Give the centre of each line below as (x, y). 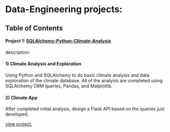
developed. (17, 114)
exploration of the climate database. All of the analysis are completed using (84, 80)
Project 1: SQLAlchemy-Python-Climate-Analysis (58, 41)
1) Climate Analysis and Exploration (43, 64)
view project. (19, 124)
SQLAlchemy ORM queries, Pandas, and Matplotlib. (59, 86)
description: (18, 52)
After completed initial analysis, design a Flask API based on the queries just (85, 109)
